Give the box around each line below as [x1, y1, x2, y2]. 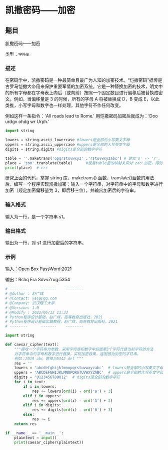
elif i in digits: [23, 403, 61, 408]
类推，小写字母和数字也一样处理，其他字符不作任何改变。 [5, 102, 123, 108]
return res [14, 421, 37, 426]
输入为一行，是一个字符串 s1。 [5, 213, 68, 219]
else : [23, 412, 35, 417]
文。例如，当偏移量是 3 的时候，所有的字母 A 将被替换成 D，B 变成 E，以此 [5, 96, 160, 102]
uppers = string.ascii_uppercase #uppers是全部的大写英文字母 [5, 142, 130, 147]
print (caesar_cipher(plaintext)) [14, 440, 84, 445]
